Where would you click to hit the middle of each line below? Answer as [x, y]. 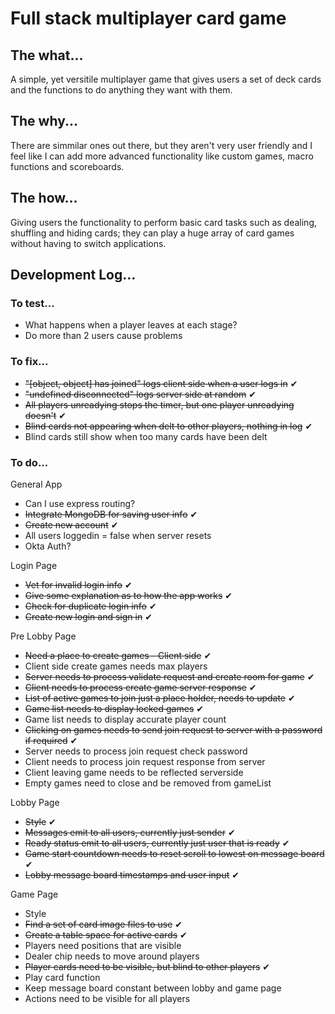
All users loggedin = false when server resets [118, 535]
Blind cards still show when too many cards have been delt [146, 436]
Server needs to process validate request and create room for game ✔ [169, 676]
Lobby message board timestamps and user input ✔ [132, 874]
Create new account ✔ [71, 524]
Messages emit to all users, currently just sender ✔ [130, 832]
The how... [44, 198]
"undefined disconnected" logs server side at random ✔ [140, 394]
